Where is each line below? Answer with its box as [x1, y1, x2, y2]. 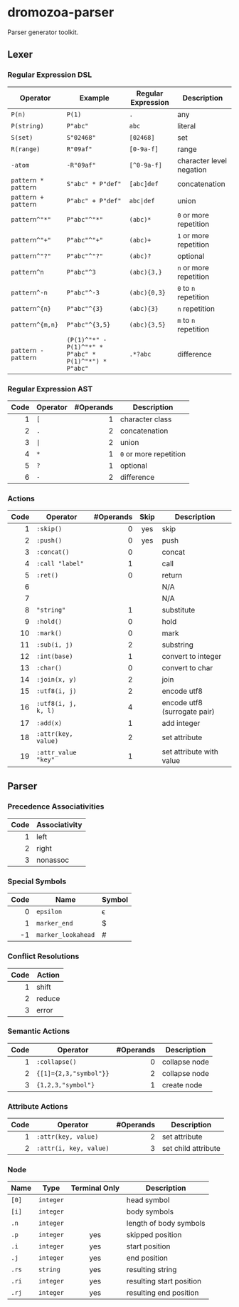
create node [161, 1080, 203, 1090]
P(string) [11, 122, 44, 130]
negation [177, 165, 207, 175]
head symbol [126, 1195, 170, 1205]
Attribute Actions [7, 1101, 68, 1111]
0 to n [177, 283, 196, 293]
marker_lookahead [36, 931, 95, 939]
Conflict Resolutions [7, 951, 80, 961]
